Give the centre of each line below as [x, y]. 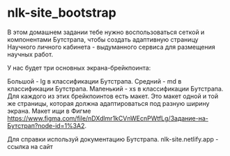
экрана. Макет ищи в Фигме [49, 111]
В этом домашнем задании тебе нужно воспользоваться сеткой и [106, 32]
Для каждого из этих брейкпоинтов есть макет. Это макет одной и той [113, 96]
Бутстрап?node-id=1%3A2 [46, 125]
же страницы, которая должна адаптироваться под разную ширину [108, 103]
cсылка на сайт [30, 146]
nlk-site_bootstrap [62, 13]
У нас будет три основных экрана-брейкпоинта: [79, 68]
